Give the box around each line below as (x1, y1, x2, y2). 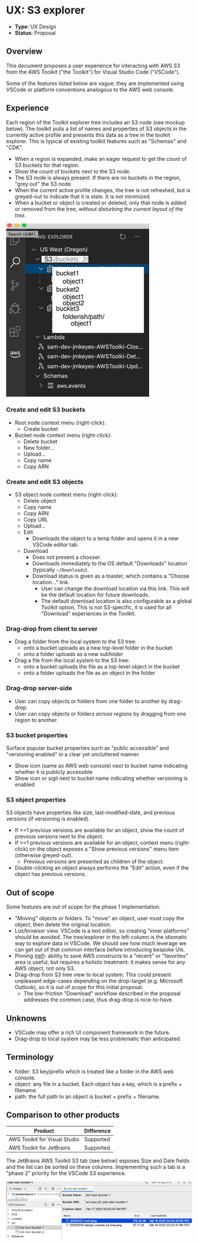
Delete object (23, 498, 57, 505)
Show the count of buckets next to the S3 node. (14, 167, 131, 174)
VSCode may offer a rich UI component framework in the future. (14, 1029, 171, 1036)
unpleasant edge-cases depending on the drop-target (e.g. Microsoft (14, 977, 183, 984)
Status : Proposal (14, 29, 56, 36)
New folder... (23, 444, 55, 451)
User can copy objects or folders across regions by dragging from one (14, 710, 187, 717)
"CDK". (6, 144, 24, 151)
